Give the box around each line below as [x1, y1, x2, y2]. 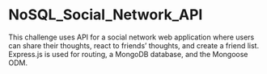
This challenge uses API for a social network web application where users [8, 32, 255, 42]
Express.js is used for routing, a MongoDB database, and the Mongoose [8, 49, 248, 59]
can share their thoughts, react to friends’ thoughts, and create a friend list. [8, 40, 260, 50]
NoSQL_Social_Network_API [8, 6, 203, 24]
